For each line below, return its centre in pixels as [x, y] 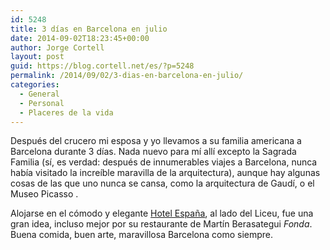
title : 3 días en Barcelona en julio [89, 29]
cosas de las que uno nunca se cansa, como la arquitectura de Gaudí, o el [162, 183]
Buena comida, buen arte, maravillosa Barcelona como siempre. [142, 235]
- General [39, 94]
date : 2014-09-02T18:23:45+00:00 [80, 38]
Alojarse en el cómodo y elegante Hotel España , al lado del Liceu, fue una [162, 213]
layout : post [37, 57]
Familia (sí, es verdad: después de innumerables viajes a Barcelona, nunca [164, 162]
